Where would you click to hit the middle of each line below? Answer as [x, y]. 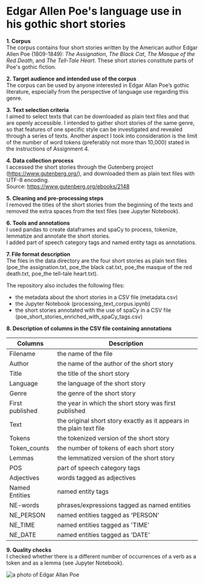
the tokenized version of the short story [114, 438]
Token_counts [29, 448]
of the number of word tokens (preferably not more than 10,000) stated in [98, 142]
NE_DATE [23, 535]
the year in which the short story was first [117, 403]
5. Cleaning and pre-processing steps [55, 198]
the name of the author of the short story [115, 364]
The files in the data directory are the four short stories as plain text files [97, 261]
